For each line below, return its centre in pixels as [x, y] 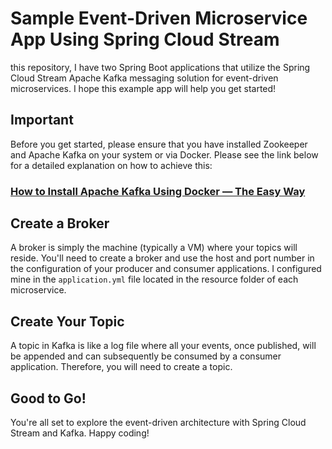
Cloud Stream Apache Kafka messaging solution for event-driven [144, 78]
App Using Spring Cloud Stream [145, 39]
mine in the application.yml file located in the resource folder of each [154, 279]
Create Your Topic [67, 321]
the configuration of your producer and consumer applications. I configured [166, 269]
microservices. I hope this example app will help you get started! [143, 88]
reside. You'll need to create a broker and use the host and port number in [162, 258]
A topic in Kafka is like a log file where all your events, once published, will [163, 346]
